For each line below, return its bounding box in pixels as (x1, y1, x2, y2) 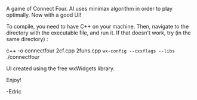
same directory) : (6, 36, 49, 42)
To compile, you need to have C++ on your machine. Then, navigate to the (6, 23, 189, 30)
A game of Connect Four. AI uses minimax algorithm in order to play (6, 5, 173, 12)
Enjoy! (6, 77, 22, 83)
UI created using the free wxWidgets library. (6, 65, 115, 72)
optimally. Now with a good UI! (6, 11, 82, 18)
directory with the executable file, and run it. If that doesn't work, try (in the (6, 29, 191, 36)
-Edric (6, 88, 22, 95)
